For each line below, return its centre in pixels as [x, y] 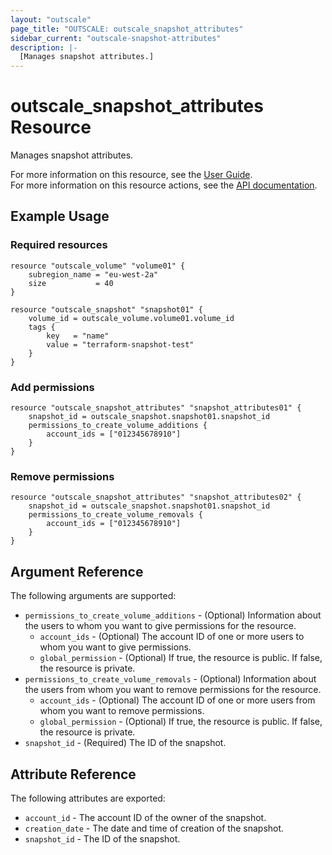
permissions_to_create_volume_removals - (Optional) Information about [170, 679]
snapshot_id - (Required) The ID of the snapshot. [125, 743]
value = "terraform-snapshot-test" [120, 344]
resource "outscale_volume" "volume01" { [98, 266]
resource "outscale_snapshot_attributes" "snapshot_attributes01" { [156, 408]
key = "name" [78, 336]
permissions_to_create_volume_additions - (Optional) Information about [173, 615]
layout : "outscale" [51, 19]
